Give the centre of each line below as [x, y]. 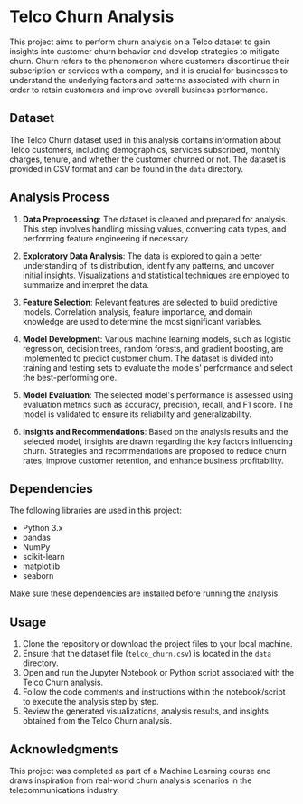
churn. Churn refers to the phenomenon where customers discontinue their [150, 61]
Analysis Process [60, 198]
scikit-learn [43, 557]
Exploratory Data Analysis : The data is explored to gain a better [142, 256]
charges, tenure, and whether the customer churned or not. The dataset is [148, 159]
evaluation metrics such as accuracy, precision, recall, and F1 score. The [158, 404]
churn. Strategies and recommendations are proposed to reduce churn [154, 450]
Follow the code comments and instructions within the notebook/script [154, 692]
